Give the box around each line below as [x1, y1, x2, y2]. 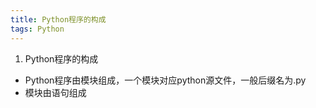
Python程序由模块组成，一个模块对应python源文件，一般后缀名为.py [24, 74, 307, 86]
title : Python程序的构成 [10, 14, 107, 25]
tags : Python [10, 24, 65, 34]
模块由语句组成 [24, 86, 87, 98]
